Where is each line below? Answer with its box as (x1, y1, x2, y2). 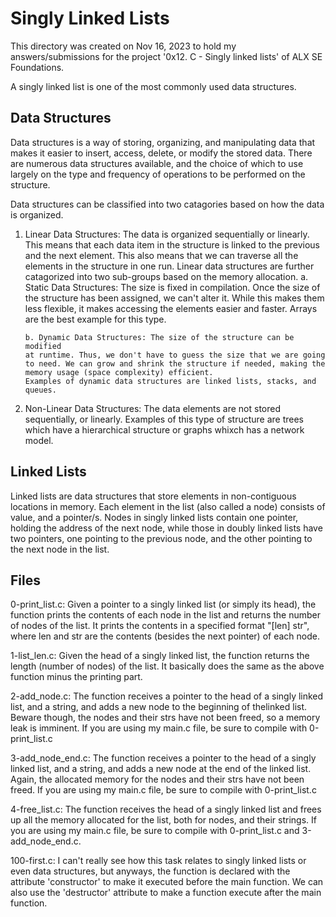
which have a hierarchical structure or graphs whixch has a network (24, 423, 305, 436)
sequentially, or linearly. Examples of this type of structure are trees (24, 413, 305, 425)
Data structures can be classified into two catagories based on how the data (10, 198, 325, 210)
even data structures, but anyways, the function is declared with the (10, 865, 291, 877)
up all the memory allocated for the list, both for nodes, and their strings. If (10, 814, 317, 826)
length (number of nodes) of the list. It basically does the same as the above (10, 660, 325, 672)
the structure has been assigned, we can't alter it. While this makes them (24, 292, 325, 304)
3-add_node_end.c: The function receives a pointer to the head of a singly (10, 752, 317, 764)
